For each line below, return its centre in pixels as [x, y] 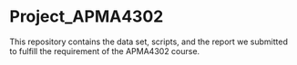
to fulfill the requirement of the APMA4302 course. [105, 51]
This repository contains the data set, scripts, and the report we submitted [149, 42]
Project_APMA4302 [87, 17]
